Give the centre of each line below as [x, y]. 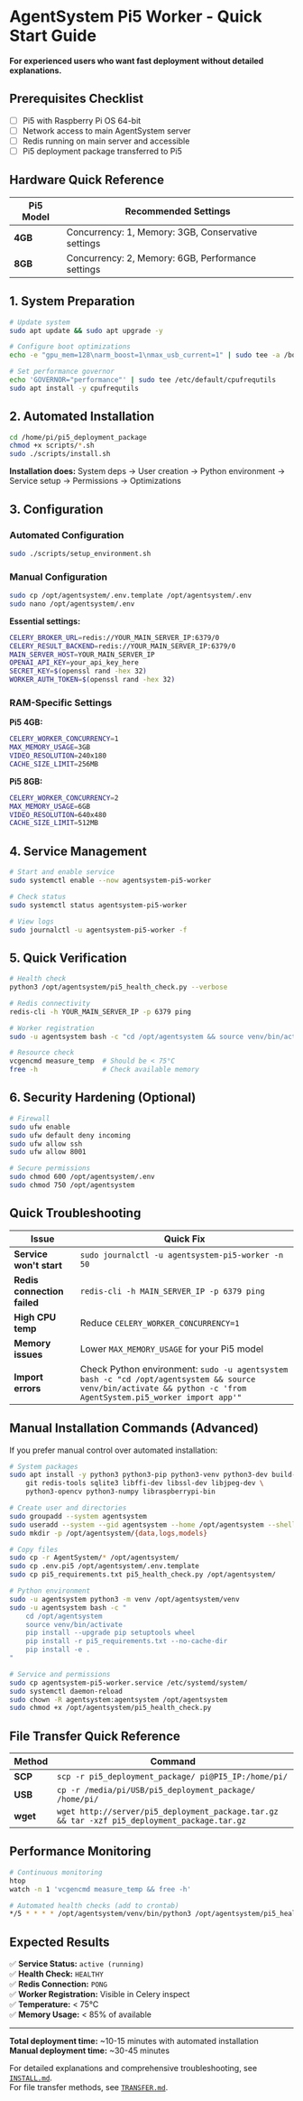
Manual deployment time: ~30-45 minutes [89, 2050]
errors [28, 1388]
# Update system [40, 322]
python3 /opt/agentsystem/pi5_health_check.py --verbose [119, 987]
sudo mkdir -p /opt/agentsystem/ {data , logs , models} [108, 1533]
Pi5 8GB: [26, 781]
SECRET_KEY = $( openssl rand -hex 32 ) [78, 671]
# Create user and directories [68, 1508]
